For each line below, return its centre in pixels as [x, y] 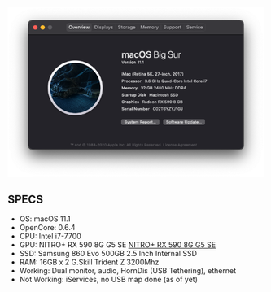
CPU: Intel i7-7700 [50, 236]
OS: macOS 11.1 [45, 219]
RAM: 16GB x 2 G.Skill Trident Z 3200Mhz [89, 262]
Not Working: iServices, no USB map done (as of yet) [109, 280]
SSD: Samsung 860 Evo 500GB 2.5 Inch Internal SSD [108, 254]
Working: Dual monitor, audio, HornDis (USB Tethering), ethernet [128, 271]
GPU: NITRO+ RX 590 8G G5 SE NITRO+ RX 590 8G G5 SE [118, 245]
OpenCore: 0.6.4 [47, 228]
